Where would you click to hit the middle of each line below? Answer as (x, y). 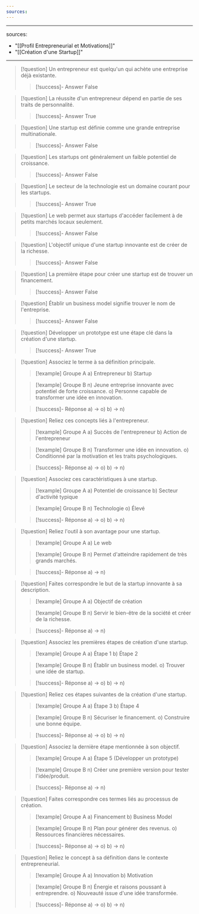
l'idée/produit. (52, 776)
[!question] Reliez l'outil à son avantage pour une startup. (91, 531)
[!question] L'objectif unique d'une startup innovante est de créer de (104, 244)
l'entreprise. (35, 310)
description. (35, 590)
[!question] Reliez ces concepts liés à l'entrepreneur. (85, 420)
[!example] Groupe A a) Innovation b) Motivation (94, 875)
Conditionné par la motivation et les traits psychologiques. (106, 456)
